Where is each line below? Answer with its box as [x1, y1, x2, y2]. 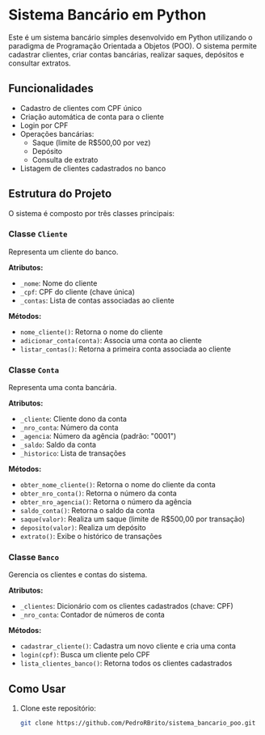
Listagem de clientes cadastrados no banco [19, 164, 166, 173]
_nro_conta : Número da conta [19, 423, 119, 432]
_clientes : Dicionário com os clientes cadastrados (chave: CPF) [19, 601, 234, 611]
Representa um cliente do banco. [8, 247, 119, 257]
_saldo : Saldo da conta [19, 440, 97, 450]
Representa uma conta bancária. [8, 383, 117, 393]
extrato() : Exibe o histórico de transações [19, 532, 162, 542]
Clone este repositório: [19, 703, 97, 713]
